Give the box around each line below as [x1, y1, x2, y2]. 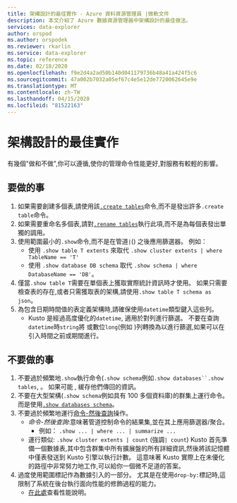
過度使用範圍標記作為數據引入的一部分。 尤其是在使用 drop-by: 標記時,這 [17, 471, 226, 479]
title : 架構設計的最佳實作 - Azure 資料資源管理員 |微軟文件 [7, 10, 169, 18]
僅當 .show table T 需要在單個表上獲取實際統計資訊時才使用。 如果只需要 [17, 278, 228, 287]
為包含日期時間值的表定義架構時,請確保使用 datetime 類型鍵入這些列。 [17, 304, 219, 313]
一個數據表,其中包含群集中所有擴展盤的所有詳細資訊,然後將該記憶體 [34, 445, 230, 453]
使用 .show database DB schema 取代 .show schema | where [28, 261, 197, 269]
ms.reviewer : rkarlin [7, 43, 71, 50]
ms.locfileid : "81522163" [7, 102, 83, 109]
